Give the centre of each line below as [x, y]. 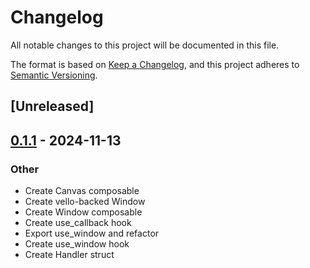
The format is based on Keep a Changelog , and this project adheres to [155, 64]
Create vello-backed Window [85, 202]
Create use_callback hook [78, 223]
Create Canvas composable [82, 191]
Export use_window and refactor [92, 233]
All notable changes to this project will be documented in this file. [145, 45]
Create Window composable [83, 212]
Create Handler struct [69, 255]
